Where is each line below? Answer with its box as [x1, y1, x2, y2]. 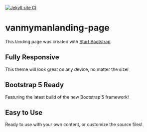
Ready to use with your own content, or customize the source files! [5, 122, 143, 128]
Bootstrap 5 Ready [5, 81, 64, 89]
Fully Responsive [5, 53, 60, 62]
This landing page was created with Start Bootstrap [5, 38, 111, 44]
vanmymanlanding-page [5, 22, 110, 33]
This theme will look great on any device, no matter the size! [5, 66, 129, 72]
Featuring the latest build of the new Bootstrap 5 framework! [5, 94, 129, 100]
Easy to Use [5, 108, 43, 117]
